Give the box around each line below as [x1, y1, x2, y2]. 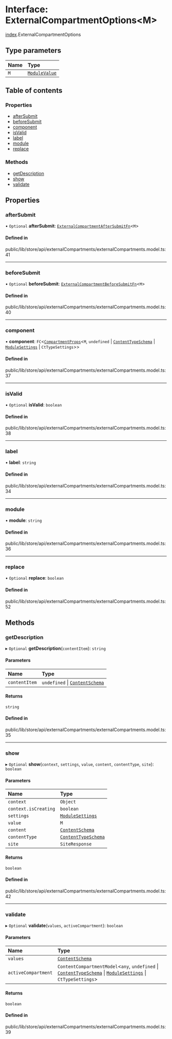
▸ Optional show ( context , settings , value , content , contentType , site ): [5, 761, 154, 768]
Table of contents [5, 86, 62, 95]
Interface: [5, 4, 49, 15]
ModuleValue [27, 70, 57, 76]
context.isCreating [8, 806, 55, 812]
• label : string [5, 459, 36, 465]
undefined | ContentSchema [41, 678, 104, 686]
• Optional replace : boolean [5, 575, 64, 581]
